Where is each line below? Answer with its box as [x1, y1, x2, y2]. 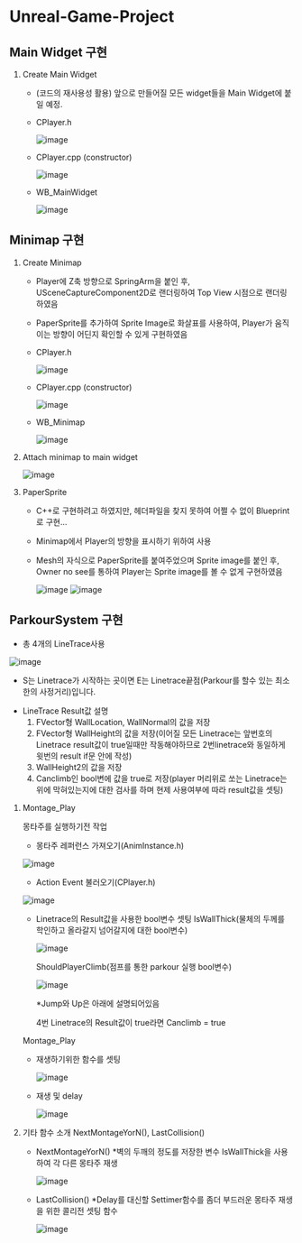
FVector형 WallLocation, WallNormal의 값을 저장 [35, 716, 211, 727]
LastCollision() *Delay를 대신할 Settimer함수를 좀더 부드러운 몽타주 [35, 1193, 277, 1205]
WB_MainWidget [35, 187, 97, 198]
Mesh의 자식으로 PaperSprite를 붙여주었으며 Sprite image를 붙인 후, [35, 555, 279, 566]
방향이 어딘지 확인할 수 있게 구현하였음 [52, 328, 188, 339]
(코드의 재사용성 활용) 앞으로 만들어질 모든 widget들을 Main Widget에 [35, 87, 282, 98]
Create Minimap [22, 257, 83, 268]
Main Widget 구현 [9, 44, 108, 60]
